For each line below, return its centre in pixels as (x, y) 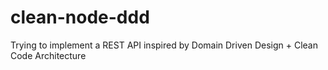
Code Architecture (48, 55)
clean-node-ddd (80, 17)
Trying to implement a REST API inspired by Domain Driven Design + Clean (164, 45)
